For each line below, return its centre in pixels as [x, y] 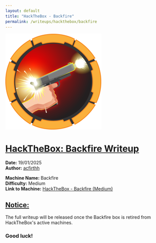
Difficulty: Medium [26, 183]
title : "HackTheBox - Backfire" [40, 16]
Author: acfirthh [23, 168]
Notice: [17, 205]
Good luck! [19, 236]
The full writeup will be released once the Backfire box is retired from [78, 217]
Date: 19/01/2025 [24, 163]
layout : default [23, 11]
